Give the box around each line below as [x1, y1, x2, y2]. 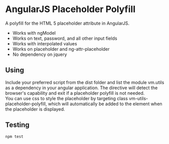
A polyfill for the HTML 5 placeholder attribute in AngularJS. [5, 20, 130, 26]
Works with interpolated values [12, 40, 77, 46]
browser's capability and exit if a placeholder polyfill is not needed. [5, 90, 145, 96]
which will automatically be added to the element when [47, 101, 162, 107]
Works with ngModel [12, 30, 56, 36]
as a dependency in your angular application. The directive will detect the [5, 85, 158, 91]
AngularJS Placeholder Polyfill [5, 4, 136, 15]
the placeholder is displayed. [5, 106, 65, 112]
